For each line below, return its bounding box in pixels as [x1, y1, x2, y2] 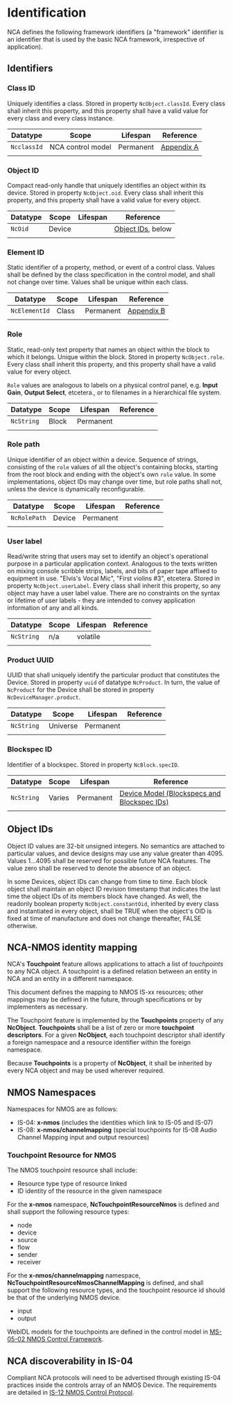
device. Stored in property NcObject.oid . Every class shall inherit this [7, 189, 204, 197]
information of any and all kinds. [7, 604, 99, 612]
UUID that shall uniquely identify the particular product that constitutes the [7, 671, 220, 679]
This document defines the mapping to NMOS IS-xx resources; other [7, 988, 204, 996]
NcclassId [10, 143, 43, 150]
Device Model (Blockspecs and [119, 788, 221, 798]
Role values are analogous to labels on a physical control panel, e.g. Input [7, 381, 218, 389]
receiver [17, 1258, 42, 1266]
